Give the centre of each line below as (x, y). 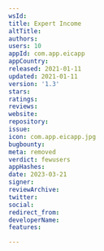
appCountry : (28, 62)
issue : (19, 129)
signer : (22, 182)
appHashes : (27, 167)
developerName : (34, 220)
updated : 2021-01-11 (43, 76)
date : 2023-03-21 (38, 175)
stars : (19, 91)
